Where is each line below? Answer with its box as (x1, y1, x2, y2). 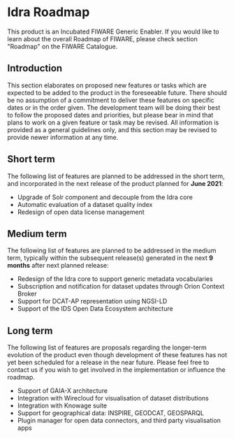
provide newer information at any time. (7, 133, 119, 141)
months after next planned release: (7, 261, 110, 270)
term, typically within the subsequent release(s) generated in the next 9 (7, 254, 213, 262)
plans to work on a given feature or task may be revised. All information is (7, 118, 219, 127)
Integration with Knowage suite (17, 401, 107, 410)
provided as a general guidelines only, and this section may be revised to (7, 125, 217, 134)
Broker (17, 289, 37, 298)
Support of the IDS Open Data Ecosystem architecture (17, 305, 173, 313)
